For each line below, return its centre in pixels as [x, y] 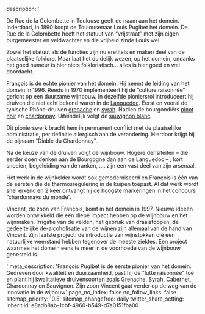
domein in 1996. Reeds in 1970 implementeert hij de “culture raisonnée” [96, 90]
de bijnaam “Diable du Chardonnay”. [52, 141]
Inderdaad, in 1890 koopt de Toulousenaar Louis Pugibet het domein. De [97, 27]
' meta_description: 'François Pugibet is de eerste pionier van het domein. [99, 266]
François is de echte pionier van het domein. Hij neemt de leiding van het [98, 83]
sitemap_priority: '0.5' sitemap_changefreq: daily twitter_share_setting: [95, 299]
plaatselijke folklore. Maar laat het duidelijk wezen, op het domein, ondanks [101, 58]
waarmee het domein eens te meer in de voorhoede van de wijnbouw [94, 248]
